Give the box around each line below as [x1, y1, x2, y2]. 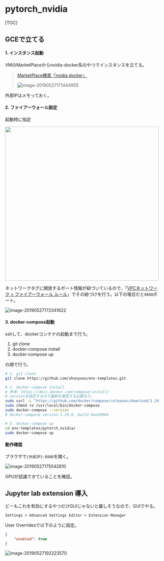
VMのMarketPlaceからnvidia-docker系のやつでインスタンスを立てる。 [5, 62, 147, 67]
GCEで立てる [5, 35, 45, 44]
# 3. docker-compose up [5, 421, 54, 426]
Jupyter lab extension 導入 [5, 489, 88, 498]
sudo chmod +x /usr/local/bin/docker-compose [5, 403, 100, 408]
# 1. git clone [5, 371, 36, 376]
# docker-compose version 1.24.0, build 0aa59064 [5, 412, 109, 417]
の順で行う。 [5, 361, 31, 367]
